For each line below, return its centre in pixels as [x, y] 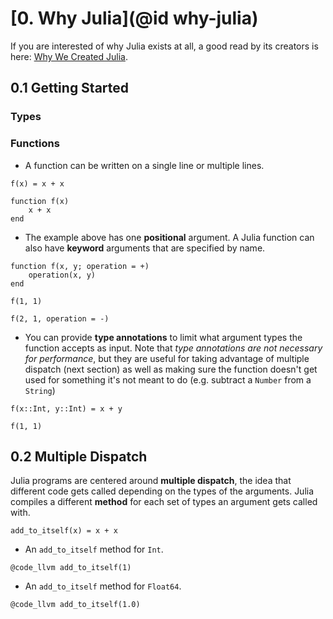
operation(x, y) [62, 275]
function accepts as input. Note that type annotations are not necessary [173, 348]
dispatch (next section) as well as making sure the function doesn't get [171, 369]
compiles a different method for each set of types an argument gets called [164, 502]
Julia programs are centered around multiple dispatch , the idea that [151, 481]
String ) [40, 390]
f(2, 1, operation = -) [60, 318]
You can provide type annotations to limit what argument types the [163, 337]
